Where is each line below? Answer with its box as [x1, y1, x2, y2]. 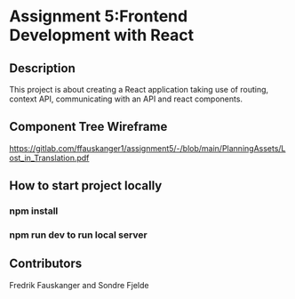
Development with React [9, 25, 195, 45]
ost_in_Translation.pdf [9, 152, 90, 163]
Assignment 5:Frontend [9, 6, 188, 27]
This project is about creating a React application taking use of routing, [9, 85, 269, 94]
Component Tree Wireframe [9, 119, 168, 134]
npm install [9, 205, 59, 217]
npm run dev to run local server [9, 229, 148, 241]
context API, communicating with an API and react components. [9, 93, 243, 104]
